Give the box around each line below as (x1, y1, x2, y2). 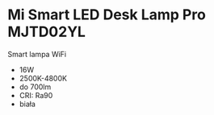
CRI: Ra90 (19, 90, 53, 100)
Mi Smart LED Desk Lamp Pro (7, 6, 207, 24)
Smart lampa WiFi (7, 49, 66, 59)
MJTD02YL (7, 23, 86, 41)
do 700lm (19, 82, 52, 92)
